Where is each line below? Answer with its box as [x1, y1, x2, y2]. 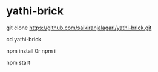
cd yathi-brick [6, 35, 41, 43]
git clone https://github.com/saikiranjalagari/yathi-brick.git [6, 24, 152, 31]
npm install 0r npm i [6, 47, 56, 55]
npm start [6, 59, 31, 66]
